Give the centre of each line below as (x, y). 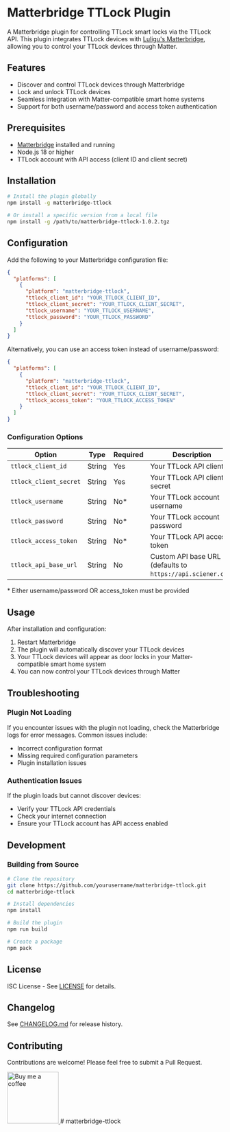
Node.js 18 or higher (46, 152)
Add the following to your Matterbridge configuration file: (88, 260)
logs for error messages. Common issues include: (77, 735)
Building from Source (43, 865)
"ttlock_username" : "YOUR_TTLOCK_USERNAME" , (90, 311)
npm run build (27, 929)
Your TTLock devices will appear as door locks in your (93, 657)
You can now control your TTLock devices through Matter (98, 672)
